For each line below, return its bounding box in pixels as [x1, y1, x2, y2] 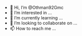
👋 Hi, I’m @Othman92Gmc [9, 5, 64, 10]
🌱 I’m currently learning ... [9, 15, 63, 20]
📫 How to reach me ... [9, 26, 56, 31]
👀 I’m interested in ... [9, 10, 52, 16]
